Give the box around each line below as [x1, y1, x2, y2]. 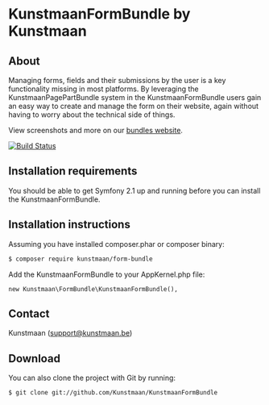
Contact [8, 307, 50, 320]
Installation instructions [8, 218, 130, 232]
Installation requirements [8, 165, 138, 178]
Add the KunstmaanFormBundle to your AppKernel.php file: [8, 269, 205, 279]
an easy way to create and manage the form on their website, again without [8, 102, 259, 111]
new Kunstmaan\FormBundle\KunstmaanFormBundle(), [8, 285, 179, 293]
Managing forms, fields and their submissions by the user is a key [8, 76, 226, 85]
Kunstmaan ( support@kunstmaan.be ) [8, 328, 133, 338]
